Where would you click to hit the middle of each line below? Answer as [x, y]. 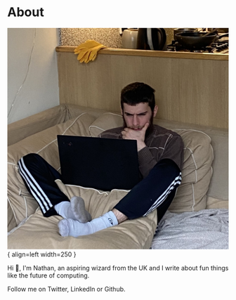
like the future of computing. [48, 275]
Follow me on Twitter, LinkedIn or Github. [66, 289]
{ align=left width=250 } [42, 254]
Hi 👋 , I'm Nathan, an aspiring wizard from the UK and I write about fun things [118, 268]
